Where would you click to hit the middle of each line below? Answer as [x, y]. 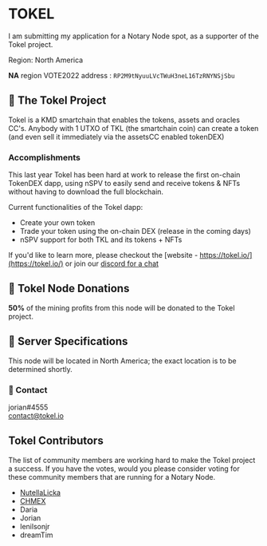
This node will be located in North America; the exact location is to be [122, 361]
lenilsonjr [35, 526]
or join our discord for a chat [112, 263]
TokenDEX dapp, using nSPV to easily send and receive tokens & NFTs [124, 184]
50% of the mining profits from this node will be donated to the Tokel [122, 307]
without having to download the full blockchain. [86, 192]
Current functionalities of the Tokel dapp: [76, 208]
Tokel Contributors [56, 441]
